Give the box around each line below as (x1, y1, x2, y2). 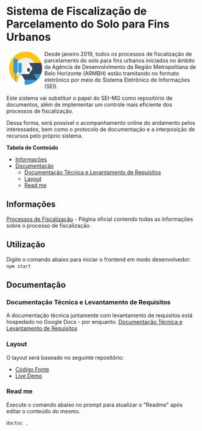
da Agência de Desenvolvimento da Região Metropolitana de (44, 63, 197, 71)
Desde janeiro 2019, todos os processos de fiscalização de (44, 50, 192, 57)
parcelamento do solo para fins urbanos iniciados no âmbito (44, 57, 195, 64)
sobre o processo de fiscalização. (6, 222, 91, 229)
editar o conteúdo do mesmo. (6, 407, 81, 415)
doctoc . (6, 420, 29, 426)
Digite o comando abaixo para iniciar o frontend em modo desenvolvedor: (6, 256, 192, 263)
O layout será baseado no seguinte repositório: (6, 354, 124, 361)
